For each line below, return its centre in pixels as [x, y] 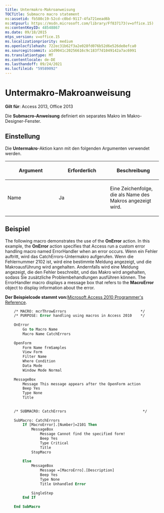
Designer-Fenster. [23, 121]
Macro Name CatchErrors [47, 334]
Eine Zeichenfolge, [131, 188]
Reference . [16, 302]
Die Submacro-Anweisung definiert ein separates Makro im [65, 116]
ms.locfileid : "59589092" [31, 69]
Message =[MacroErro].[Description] [77, 470]
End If [29, 498]
